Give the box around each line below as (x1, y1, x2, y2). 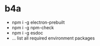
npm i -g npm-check (11, 24, 54, 30)
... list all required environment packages (11, 35, 95, 41)
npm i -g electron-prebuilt (11, 19, 65, 25)
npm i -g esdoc (11, 30, 43, 36)
